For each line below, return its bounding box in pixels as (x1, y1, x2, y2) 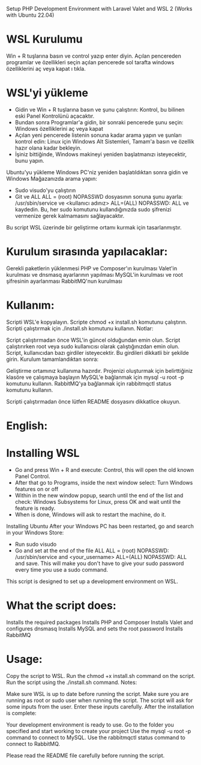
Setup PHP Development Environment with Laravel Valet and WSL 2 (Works (6, 5, 193, 12)
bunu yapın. (14, 157, 45, 164)
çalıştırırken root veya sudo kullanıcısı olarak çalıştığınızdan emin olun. (6, 342, 180, 350)
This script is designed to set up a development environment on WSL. (6, 578, 179, 585)
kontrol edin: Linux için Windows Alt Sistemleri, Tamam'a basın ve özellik (14, 138, 194, 145)
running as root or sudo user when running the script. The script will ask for (6, 697, 193, 704)
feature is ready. (14, 504, 56, 512)
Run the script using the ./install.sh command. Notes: (6, 679, 137, 686)
